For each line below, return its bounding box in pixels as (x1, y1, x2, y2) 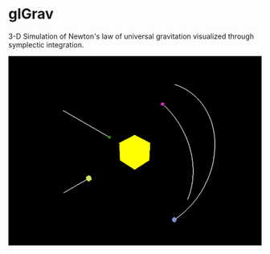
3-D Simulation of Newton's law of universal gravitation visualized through (8, 31, 255, 41)
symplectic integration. (8, 39, 84, 49)
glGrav (8, 5, 54, 23)
